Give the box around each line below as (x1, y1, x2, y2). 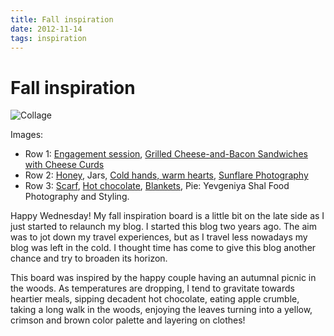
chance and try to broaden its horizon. (10, 252, 168, 265)
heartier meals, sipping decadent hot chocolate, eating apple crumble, (10, 293, 300, 305)
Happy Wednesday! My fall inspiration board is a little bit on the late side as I (10, 210, 325, 222)
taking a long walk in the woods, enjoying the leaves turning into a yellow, (10, 304, 313, 316)
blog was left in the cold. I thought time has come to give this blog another (10, 242, 317, 254)
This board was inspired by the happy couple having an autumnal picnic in (10, 272, 317, 284)
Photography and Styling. (24, 191, 130, 203)
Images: (10, 129, 44, 141)
